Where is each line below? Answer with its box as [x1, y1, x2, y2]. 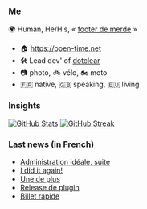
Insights [8, 100, 41, 111]
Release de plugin [19, 182, 80, 192]
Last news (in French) [8, 139, 95, 150]
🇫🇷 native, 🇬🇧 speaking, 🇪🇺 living [19, 79, 140, 90]
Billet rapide [19, 191, 60, 201]
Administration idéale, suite [19, 157, 111, 166]
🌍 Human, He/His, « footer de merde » [8, 24, 138, 34]
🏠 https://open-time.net [19, 44, 102, 53]
